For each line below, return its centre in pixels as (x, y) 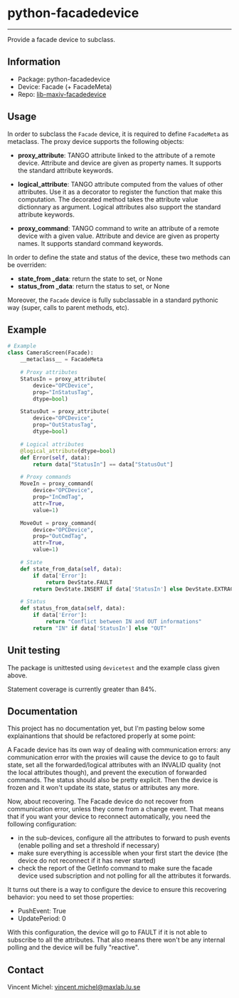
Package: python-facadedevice (64, 79)
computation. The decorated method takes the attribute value (108, 199)
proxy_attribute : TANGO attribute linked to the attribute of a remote (116, 155)
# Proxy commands (46, 477)
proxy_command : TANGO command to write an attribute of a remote (118, 228)
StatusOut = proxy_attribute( (65, 412)
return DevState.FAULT (79, 582)
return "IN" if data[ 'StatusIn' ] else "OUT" (100, 628)
